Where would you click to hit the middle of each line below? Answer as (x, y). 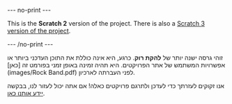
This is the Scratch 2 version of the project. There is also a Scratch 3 (106, 23)
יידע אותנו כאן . (26, 93)
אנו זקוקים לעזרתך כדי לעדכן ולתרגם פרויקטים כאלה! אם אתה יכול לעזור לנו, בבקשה (116, 86)
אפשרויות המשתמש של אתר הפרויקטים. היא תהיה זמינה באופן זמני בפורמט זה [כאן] (116, 65)
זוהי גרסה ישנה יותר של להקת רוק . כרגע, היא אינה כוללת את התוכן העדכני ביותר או (115, 58)
